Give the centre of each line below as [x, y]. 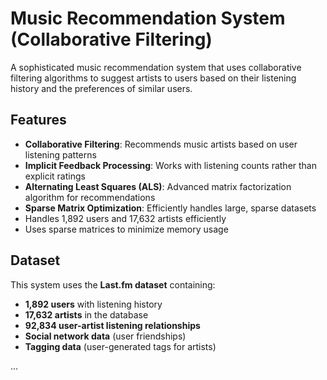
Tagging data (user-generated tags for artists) [120, 346]
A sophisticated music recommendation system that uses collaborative [156, 67]
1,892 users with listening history [93, 304]
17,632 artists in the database [86, 314]
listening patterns [60, 154]
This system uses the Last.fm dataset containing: [113, 284]
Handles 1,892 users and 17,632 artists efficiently [125, 218]
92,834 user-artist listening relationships [112, 325]
